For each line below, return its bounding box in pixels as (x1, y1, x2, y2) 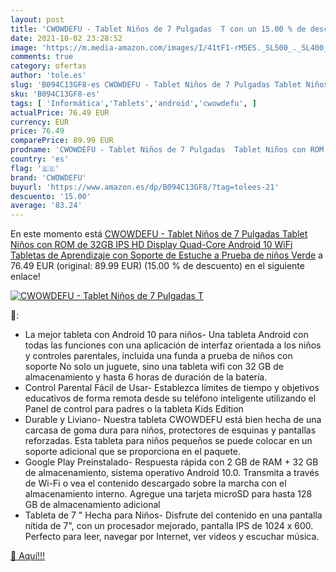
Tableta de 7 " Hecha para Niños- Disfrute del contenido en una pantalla (24, 509, 323, 521)
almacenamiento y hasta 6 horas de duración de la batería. (24, 371, 268, 383)
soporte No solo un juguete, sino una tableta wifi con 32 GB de (24, 361, 284, 373)
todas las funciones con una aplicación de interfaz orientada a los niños (24, 339, 322, 351)
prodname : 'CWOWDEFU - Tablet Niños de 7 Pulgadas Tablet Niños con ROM (10, 145, 325, 155)
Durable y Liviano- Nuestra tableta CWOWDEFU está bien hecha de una (24, 414, 322, 426)
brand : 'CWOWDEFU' (10, 172, 87, 183)
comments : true (10, 52, 74, 62)
